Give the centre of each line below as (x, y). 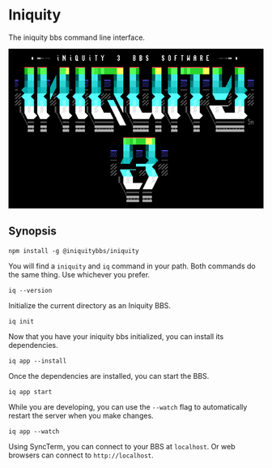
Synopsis (32, 232)
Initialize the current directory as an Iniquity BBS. (90, 305)
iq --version (30, 290)
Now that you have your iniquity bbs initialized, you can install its (116, 336)
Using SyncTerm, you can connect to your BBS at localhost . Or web (122, 446)
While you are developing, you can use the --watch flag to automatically (128, 406)
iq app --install (38, 361)
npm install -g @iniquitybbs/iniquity (74, 251)
